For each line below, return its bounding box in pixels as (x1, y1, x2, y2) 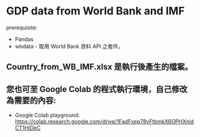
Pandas (14, 35, 34, 42)
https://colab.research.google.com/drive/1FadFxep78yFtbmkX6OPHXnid (14, 118, 194, 125)
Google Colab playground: (14, 112, 80, 119)
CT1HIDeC (14, 124, 41, 132)
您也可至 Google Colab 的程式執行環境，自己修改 (6, 84, 187, 94)
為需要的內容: (6, 95, 57, 105)
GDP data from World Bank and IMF (6, 4, 185, 18)
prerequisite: (6, 24, 38, 31)
